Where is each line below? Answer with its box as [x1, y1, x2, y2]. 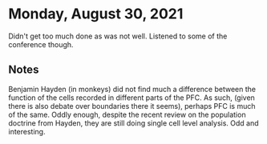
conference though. [8, 39, 74, 49]
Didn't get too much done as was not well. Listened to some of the [8, 31, 228, 41]
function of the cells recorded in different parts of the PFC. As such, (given [8, 93, 255, 102]
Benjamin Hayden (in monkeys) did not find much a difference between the [8, 84, 257, 94]
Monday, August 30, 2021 [8, 5, 184, 23]
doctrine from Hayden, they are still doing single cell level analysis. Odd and [8, 118, 259, 128]
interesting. [8, 126, 46, 136]
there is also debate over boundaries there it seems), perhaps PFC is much [8, 101, 256, 110]
